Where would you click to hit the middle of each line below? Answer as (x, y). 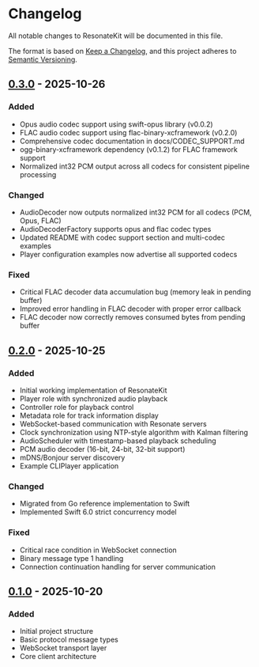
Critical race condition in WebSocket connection (98, 550)
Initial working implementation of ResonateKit (93, 390)
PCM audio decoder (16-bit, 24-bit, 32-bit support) (102, 449)
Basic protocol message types (69, 640)
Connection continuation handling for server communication (117, 567)
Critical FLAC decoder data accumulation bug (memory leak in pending (135, 292)
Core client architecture (58, 657)
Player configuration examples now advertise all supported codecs (128, 254)
